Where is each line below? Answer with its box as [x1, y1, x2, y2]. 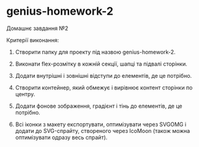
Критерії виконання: [6, 36, 59, 43]
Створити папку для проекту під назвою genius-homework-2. [15, 48, 176, 56]
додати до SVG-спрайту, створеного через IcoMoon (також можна [15, 127, 190, 134]
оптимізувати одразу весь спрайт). [15, 134, 108, 141]
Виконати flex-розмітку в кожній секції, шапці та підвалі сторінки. [15, 60, 188, 67]
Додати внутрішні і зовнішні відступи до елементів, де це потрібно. [15, 72, 192, 79]
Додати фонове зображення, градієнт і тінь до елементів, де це [15, 102, 182, 110]
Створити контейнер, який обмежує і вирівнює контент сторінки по [15, 84, 193, 91]
